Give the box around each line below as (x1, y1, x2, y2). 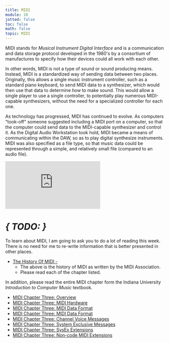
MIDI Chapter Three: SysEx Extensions (12, 326, 94, 333)
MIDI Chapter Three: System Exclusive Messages (12, 321, 115, 327)
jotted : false (5, 17, 35, 22)
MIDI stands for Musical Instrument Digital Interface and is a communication (5, 45, 164, 51)
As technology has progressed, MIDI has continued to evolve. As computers (5, 113, 164, 119)
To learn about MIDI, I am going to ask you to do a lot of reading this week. (5, 237, 161, 244)
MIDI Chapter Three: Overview (12, 294, 76, 300)
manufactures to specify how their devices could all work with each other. (5, 56, 159, 61)
